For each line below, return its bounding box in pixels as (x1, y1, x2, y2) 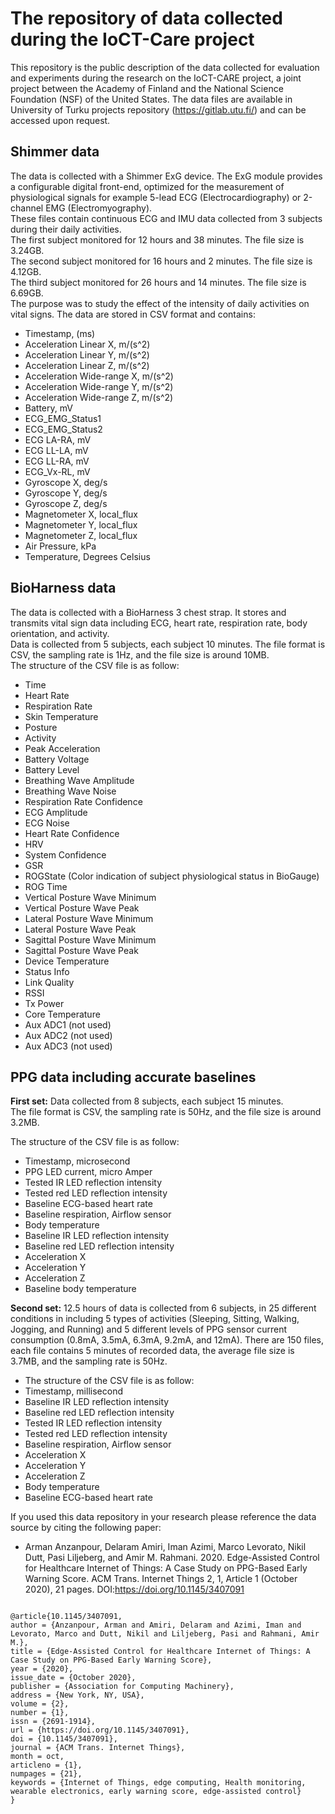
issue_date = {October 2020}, (10, 1673, 137, 1683)
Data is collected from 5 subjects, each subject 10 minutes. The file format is (10, 638, 326, 650)
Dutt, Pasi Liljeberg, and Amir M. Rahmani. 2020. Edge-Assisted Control (24, 1552, 320, 1564)
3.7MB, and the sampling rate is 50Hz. (10, 1355, 168, 1367)
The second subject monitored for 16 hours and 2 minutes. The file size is (10, 255, 313, 267)
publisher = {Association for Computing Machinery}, (10, 1682, 235, 1692)
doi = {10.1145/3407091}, (10, 1734, 118, 1744)
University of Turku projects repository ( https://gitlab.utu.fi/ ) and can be (10, 103, 307, 116)
